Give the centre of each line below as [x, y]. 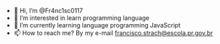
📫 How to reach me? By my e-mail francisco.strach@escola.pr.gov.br [113, 33]
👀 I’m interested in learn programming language [82, 18]
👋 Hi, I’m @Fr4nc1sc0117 [48, 11]
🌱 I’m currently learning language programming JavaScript [97, 25]
